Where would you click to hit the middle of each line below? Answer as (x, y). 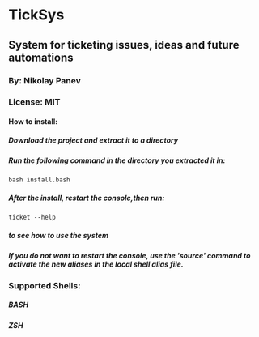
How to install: (33, 122)
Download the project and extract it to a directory (93, 140)
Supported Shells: (45, 285)
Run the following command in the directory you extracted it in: (117, 160)
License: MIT (34, 102)
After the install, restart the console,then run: (87, 198)
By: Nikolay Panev (45, 80)
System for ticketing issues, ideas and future (124, 45)
